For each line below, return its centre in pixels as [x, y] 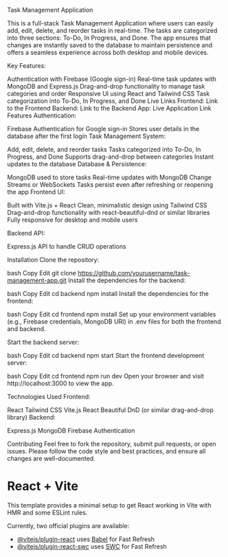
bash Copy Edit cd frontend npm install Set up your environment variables [112, 314]
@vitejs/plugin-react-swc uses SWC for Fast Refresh [92, 546]
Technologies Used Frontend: [49, 397]
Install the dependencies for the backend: [127, 280]
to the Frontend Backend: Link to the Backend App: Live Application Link [109, 108]
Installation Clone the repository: [53, 260]
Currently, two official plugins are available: [68, 525]
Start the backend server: [43, 342]
